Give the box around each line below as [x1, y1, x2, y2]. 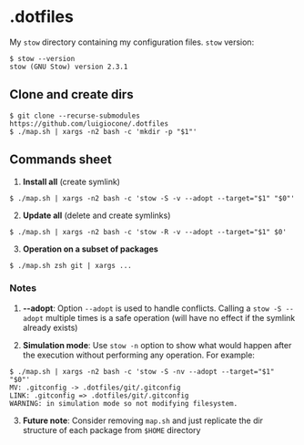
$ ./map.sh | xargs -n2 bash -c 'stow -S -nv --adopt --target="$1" [9, 367, 275, 376]
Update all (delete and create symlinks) [22, 210, 171, 221]
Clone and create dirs [9, 87, 134, 102]
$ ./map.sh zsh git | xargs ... [9, 261, 132, 270]
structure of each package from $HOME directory [22, 424, 201, 435]
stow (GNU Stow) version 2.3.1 [9, 62, 128, 71]
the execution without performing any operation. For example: [22, 349, 255, 360]
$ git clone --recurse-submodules [9, 111, 141, 120]
